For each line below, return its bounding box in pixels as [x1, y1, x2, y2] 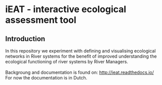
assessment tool [5, 14, 77, 26]
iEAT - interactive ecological [5, 4, 127, 15]
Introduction [5, 34, 46, 43]
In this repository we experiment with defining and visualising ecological [5, 48, 156, 54]
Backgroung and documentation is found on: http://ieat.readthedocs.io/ [5, 69, 154, 75]
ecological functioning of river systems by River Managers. [5, 59, 128, 64]
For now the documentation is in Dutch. [5, 75, 88, 80]
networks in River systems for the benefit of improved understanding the [5, 53, 157, 59]
